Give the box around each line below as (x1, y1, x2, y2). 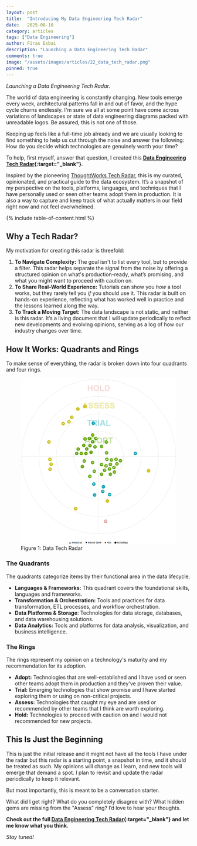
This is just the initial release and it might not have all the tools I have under (6, 750, 188, 757)
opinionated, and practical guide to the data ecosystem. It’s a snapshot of (6, 178, 184, 185)
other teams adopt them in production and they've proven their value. (14, 680, 183, 687)
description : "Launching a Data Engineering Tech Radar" (6, 47, 148, 53)
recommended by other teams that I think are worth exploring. (14, 705, 165, 712)
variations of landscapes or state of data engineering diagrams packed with (6, 112, 189, 120)
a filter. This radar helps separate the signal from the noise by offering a (14, 265, 188, 272)
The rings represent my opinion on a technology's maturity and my (6, 656, 167, 663)
